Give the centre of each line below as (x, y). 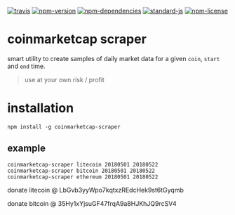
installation (41, 108)
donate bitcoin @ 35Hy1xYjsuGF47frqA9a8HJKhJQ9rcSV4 (92, 203)
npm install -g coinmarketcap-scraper (64, 126)
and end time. (26, 66)
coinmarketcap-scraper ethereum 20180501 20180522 (83, 177)
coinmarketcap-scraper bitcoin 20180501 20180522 (81, 171)
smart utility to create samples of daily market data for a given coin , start (114, 58)
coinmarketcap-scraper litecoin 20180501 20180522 (83, 164)
